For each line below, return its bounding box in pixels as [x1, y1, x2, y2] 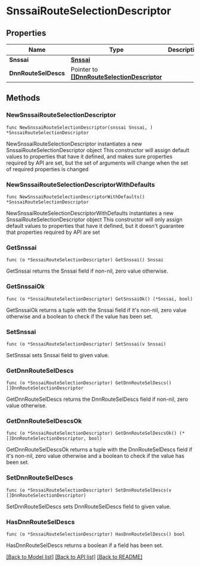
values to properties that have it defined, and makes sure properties [6, 153, 173, 160]
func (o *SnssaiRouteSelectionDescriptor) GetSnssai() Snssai [6, 257, 164, 263]
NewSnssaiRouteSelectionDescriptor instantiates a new [6, 140, 142, 147]
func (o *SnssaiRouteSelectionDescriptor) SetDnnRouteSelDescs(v [6, 487, 171, 493]
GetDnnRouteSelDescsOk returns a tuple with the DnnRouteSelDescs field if [6, 446, 192, 453]
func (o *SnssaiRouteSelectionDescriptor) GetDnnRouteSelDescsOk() [6, 431, 177, 437]
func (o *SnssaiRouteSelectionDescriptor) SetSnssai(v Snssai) [6, 341, 167, 347]
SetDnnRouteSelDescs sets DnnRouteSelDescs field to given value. [6, 503, 171, 510]
